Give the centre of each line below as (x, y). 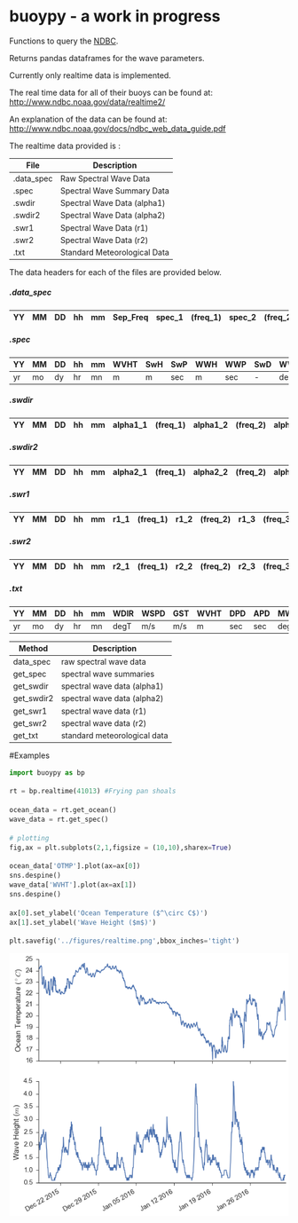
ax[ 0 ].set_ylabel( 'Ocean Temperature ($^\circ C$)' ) (109, 913)
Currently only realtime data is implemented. (90, 75)
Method (33, 649)
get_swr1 (30, 711)
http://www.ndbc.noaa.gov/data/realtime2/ (87, 102)
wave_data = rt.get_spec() (59, 820)
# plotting (29, 838)
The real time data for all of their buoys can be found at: (111, 92)
